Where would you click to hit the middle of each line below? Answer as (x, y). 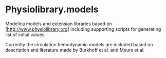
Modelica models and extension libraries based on (59, 24)
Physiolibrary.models (52, 9)
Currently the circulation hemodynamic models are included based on (79, 44)
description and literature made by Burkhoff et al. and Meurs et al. (75, 50)
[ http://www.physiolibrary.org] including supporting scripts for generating (83, 29)
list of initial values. (26, 34)
